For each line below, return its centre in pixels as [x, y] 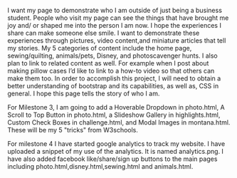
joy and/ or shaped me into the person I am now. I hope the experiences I [115, 25]
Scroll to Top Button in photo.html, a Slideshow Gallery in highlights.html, [114, 115]
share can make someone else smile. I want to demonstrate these [104, 33]
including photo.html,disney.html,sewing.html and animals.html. [100, 166]
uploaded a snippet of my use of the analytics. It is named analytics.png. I [116, 151]
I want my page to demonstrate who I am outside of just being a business [115, 10]
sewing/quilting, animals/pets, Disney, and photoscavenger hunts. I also [113, 56]
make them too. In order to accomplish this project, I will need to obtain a [114, 78]
